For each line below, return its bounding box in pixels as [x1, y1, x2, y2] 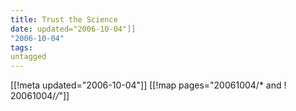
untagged [10, 52, 47, 62]
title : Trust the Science [10, 14, 118, 25]
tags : [10, 42, 33, 53]
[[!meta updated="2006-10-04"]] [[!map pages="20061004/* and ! [10, 79, 287, 91]
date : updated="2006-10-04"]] [10, 24, 137, 34]
